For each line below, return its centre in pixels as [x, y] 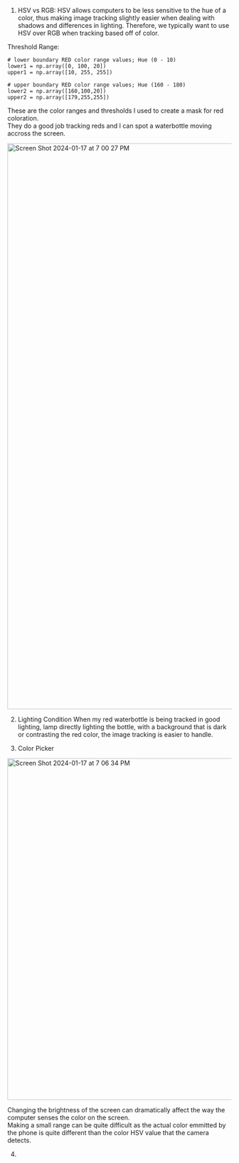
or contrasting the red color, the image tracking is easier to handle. [115, 735]
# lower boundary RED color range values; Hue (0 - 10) [92, 60]
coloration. [23, 118]
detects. [20, 1140]
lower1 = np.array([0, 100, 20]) [57, 66]
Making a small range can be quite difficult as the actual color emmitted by [117, 1125]
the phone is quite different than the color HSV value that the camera [108, 1133]
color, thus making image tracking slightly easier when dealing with [116, 18]
